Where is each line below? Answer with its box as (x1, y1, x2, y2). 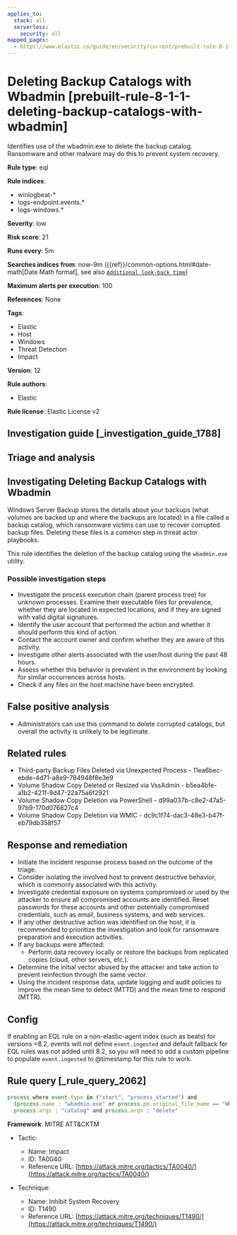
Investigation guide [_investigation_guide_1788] (7, 428, 221, 440)
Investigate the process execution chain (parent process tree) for (17, 590, 207, 599)
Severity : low (7, 219, 47, 227)
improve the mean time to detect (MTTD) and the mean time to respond (17, 986, 226, 994)
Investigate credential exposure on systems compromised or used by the (17, 888, 230, 897)
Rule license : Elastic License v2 (7, 407, 100, 415)
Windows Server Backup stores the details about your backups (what (7, 506, 209, 514)
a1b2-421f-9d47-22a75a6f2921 (17, 789, 109, 797)
